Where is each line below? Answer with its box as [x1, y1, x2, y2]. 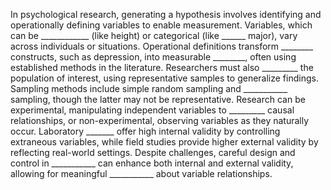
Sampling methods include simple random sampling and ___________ [10, 83, 288, 94]
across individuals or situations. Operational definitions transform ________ [10, 40, 314, 52]
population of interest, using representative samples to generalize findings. [10, 72, 319, 84]
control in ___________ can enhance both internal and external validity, [10, 157, 294, 169]
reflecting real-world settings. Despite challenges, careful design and [10, 147, 296, 158]
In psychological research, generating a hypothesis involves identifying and [10, 9, 322, 20]
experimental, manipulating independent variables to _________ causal [10, 104, 295, 116]
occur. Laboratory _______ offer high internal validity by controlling [10, 125, 281, 137]
